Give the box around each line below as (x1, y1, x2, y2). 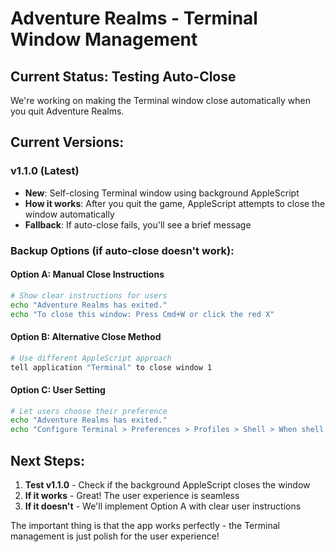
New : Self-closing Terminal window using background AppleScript (24, 187, 300, 199)
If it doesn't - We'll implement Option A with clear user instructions (24, 500, 302, 512)
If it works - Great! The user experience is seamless (24, 490, 240, 502)
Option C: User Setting (10, 383, 106, 396)
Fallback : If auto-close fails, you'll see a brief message (24, 218, 252, 231)
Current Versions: (10, 134, 125, 151)
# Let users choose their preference (10, 406, 168, 416)
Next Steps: (10, 452, 85, 469)
